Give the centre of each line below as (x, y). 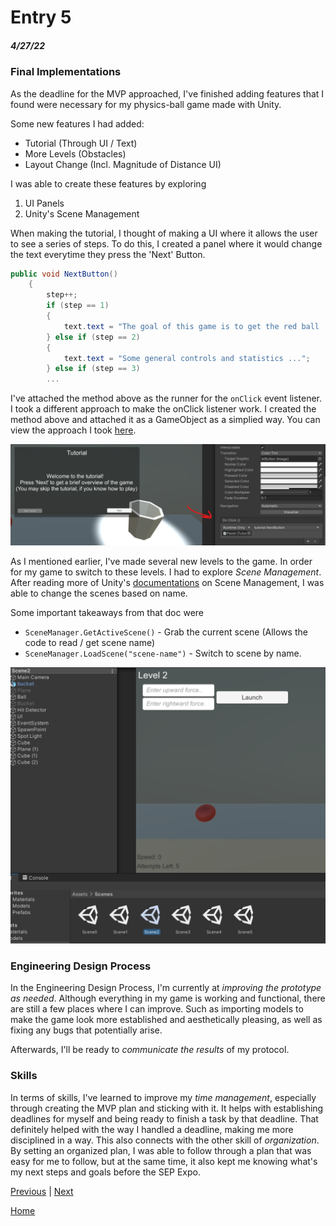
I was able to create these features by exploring (108, 183)
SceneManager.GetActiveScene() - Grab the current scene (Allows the (166, 632)
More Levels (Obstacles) (75, 153)
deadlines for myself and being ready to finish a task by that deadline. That (164, 1118)
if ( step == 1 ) (78, 306)
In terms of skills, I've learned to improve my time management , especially (163, 1097)
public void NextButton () (64, 274)
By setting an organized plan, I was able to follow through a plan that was (161, 1150)
